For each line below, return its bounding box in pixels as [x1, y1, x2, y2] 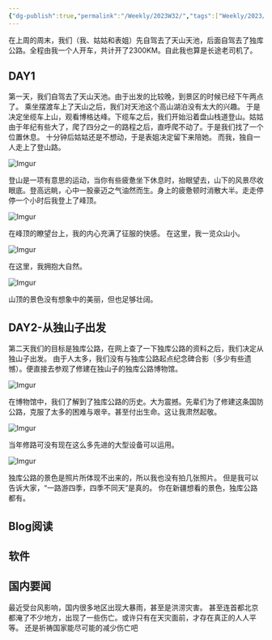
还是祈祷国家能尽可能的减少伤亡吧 [23, 622, 138, 633]
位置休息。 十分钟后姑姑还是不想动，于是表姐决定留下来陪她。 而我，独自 [8, 132, 253, 142]
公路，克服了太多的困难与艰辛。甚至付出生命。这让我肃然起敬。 [8, 407, 221, 417]
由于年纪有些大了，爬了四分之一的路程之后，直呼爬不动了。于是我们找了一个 [8, 122, 264, 132]
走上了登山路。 [15, 143, 66, 152]
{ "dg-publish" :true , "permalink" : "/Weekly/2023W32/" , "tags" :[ [8, 11, 219, 20]
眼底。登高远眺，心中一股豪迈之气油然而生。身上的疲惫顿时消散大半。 [8, 186, 243, 195]
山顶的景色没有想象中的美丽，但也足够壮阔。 [8, 294, 158, 304]
